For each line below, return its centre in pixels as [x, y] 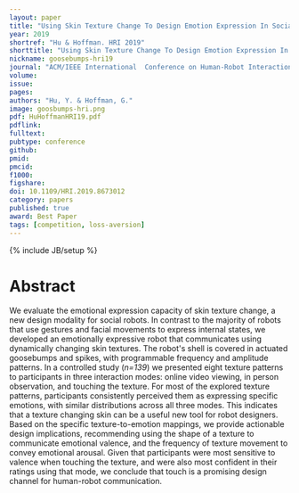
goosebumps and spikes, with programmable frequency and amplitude [139, 358]
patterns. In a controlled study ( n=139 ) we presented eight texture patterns [146, 367]
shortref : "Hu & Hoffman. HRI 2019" [77, 42]
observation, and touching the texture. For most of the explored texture [139, 386]
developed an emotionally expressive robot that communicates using [136, 339]
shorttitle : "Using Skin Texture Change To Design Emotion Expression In [149, 51]
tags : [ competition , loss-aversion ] [77, 225]
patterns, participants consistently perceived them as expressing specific [144, 396]
